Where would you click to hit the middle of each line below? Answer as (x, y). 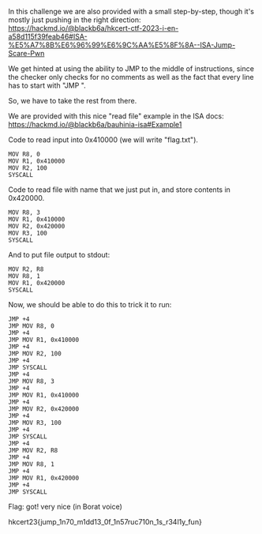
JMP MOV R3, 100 (35, 423)
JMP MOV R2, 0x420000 (44, 409)
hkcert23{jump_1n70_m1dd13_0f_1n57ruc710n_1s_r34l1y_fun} (105, 522)
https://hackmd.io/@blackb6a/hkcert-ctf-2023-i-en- (94, 28)
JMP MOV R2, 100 (35, 354)
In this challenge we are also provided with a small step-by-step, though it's (131, 11)
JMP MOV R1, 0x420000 (44, 478)
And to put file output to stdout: (59, 255)
